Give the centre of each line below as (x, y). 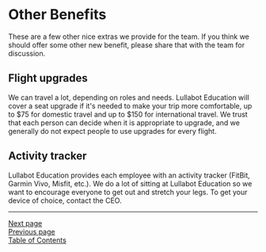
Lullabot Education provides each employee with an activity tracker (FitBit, (129, 175)
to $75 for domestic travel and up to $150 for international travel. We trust (128, 114)
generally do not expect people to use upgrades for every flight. (112, 131)
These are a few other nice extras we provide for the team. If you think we (129, 36)
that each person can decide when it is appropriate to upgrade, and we (124, 122)
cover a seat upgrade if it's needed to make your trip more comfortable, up (130, 105)
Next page (25, 223)
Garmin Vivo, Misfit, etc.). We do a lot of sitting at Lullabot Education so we (130, 183)
